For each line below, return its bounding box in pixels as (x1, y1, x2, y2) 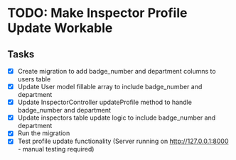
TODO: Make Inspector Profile (7, 5, 188, 21)
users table (17, 75, 51, 84)
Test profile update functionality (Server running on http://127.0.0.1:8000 (17, 137, 229, 146)
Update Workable (7, 20, 113, 36)
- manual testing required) (17, 145, 95, 154)
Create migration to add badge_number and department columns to (17, 67, 216, 75)
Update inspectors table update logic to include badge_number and (17, 113, 216, 122)
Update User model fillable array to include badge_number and (17, 83, 203, 91)
